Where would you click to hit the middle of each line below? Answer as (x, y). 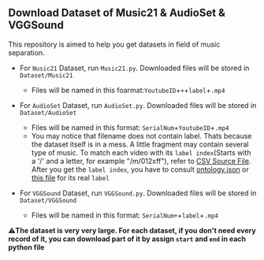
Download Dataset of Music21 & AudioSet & (117, 13)
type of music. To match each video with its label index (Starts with (141, 152)
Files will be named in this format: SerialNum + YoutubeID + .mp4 (130, 127)
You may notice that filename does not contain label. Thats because (141, 136)
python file (26, 247)
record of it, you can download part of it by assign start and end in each (127, 239)
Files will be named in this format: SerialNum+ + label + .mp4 (125, 215)
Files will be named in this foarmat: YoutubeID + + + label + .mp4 (128, 90)
